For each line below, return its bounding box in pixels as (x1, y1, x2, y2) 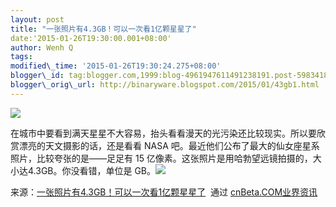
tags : (10, 52, 33, 62)
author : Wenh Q (10, 42, 74, 53)
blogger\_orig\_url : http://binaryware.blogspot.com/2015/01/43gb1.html (10, 80, 320, 90)
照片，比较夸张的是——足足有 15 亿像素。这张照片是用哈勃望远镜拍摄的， (10, 152, 313, 164)
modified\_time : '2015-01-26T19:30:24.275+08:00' (10, 61, 222, 71)
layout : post (10, 14, 65, 25)
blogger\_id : (10, 71, 65, 81)
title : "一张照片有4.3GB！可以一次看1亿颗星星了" (10, 24, 197, 34)
